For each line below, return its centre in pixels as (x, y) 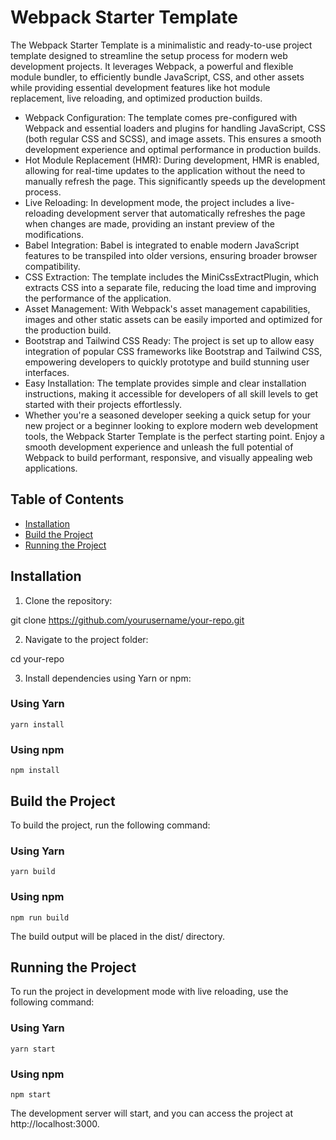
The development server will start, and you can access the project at (151, 1113)
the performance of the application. (98, 298)
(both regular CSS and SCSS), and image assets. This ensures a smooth (173, 138)
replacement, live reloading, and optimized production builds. (136, 98)
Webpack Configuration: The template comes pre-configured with (161, 117)
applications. (51, 468)
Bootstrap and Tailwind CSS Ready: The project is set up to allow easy (169, 340)
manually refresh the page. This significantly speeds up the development (175, 181)
